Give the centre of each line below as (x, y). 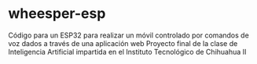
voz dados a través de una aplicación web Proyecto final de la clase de (123, 43)
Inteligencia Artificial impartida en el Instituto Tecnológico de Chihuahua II (127, 52)
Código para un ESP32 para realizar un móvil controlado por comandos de (128, 35)
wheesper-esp (57, 14)
